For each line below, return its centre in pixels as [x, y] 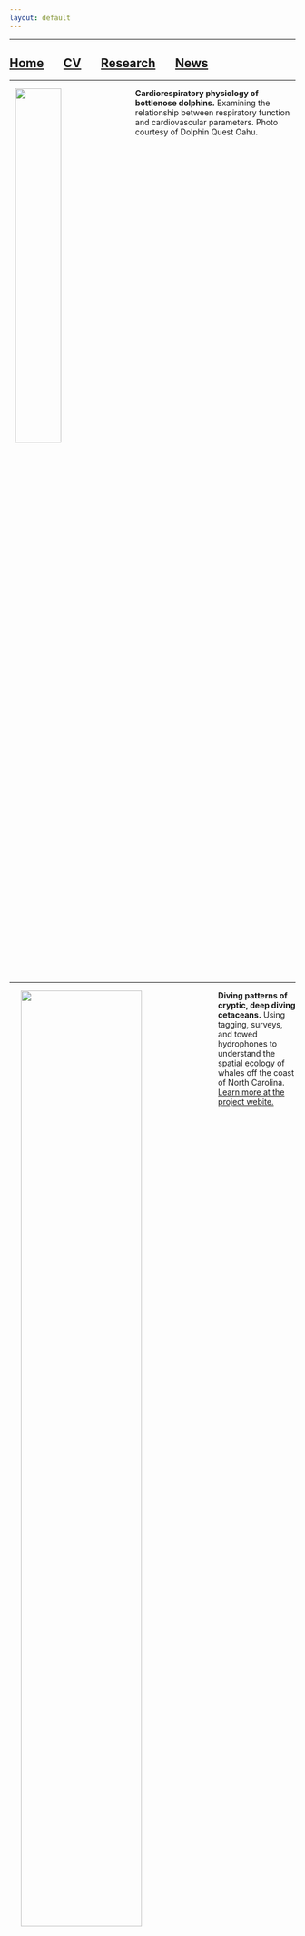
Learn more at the [251, 1092]
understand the [246, 1054]
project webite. [246, 1102]
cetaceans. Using [251, 1015]
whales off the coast [256, 1073]
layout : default [40, 18]
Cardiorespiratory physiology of [197, 94]
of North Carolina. [251, 1083]
